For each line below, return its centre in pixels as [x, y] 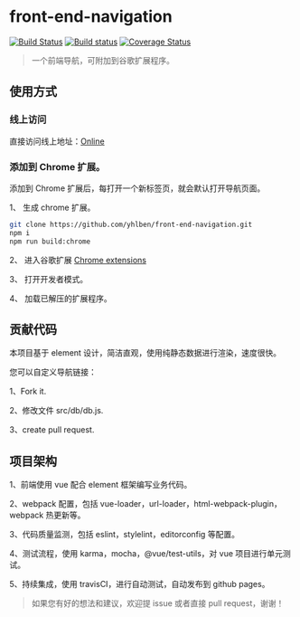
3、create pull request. [52, 430]
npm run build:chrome [50, 242]
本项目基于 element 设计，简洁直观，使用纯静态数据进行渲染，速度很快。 [145, 353]
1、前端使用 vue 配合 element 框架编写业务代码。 [101, 485]
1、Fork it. [28, 392]
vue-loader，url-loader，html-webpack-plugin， [191, 504]
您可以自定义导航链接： [53, 372]
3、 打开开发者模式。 [49, 279]
